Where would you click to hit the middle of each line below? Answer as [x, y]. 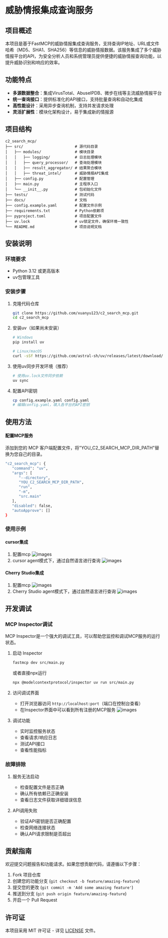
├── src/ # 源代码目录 [52, 147]
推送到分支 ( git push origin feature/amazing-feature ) [69, 894]
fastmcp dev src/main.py [38, 663]
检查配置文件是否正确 [42, 787]
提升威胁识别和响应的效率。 [34, 62]
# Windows [23, 338]
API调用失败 [25, 810]
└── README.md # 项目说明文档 [53, 227]
